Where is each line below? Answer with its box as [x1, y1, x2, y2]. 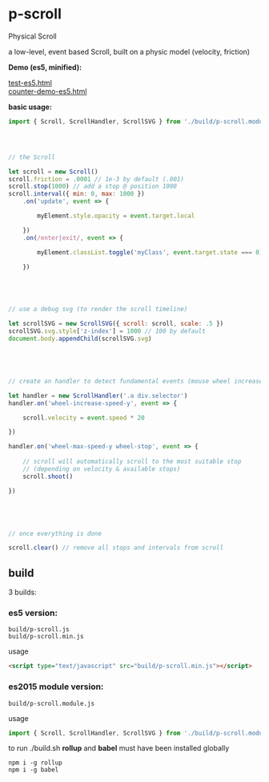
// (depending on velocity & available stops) [22, 464, 181, 473]
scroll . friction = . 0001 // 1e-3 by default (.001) [8, 175, 184, 183]
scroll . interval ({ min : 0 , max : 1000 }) [8, 190, 146, 198]
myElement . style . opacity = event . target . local [37, 212, 195, 221]
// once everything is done [8, 529, 102, 537]
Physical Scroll [8, 31, 58, 41]
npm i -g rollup [8, 759, 62, 767]
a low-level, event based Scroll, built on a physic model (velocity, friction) [8, 47, 251, 56]
